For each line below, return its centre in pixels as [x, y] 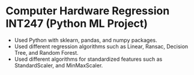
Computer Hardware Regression [88, 11]
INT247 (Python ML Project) [77, 24]
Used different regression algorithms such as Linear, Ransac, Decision [101, 46]
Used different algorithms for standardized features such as [88, 59]
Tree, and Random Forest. [46, 52]
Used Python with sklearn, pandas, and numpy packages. [86, 40]
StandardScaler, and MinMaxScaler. [59, 65]
